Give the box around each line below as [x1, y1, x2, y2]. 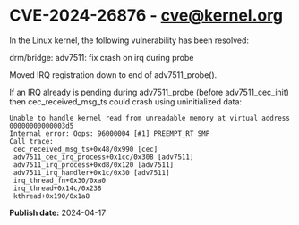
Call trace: [9, 137, 54, 146]
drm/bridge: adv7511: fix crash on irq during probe [9, 52, 194, 62]
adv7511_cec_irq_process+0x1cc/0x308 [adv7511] [13, 153, 194, 162]
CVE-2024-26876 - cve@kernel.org [9, 5, 284, 26]
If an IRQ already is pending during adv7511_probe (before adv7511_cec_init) [9, 87, 289, 97]
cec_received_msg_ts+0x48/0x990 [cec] [13, 145, 158, 154]
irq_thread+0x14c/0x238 [13, 184, 102, 193]
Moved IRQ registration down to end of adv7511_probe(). [9, 69, 218, 80]
